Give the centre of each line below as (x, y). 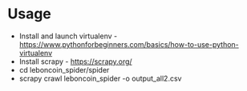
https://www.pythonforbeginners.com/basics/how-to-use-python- (129, 44)
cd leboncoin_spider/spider (64, 69)
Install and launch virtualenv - (68, 36)
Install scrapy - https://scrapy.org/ (76, 61)
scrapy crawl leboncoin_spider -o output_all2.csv (100, 78)
